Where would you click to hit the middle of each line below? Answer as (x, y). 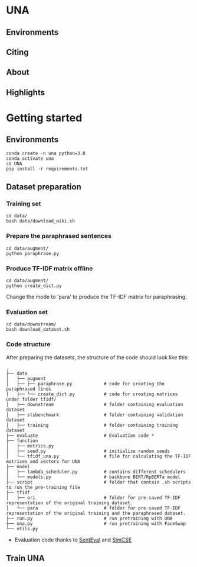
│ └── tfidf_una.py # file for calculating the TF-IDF (99, 456)
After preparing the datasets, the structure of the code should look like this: (98, 357)
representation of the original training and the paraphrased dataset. (96, 513)
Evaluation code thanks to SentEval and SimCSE (73, 540)
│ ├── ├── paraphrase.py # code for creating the (86, 384)
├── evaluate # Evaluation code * (80, 436)
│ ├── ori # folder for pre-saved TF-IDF (93, 498)
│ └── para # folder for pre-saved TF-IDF (93, 508)
